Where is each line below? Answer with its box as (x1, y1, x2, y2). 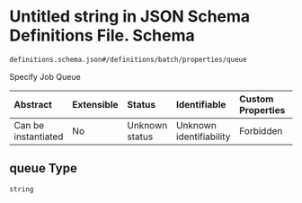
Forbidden (239, 124, 283, 137)
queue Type (9, 161, 78, 176)
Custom (239, 93, 274, 105)
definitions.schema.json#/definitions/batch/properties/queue (9, 55, 247, 64)
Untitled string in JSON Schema (9, 6, 251, 27)
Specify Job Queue (9, 71, 81, 82)
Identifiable (175, 98, 226, 110)
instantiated (13, 130, 64, 143)
